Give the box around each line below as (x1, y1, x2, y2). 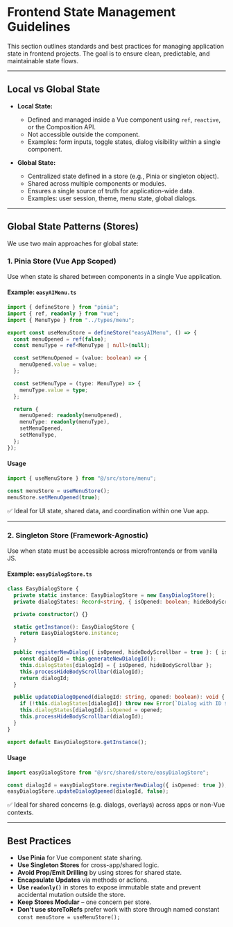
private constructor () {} (13, 611, 89, 618)
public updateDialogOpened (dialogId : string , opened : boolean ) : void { (13, 693, 225, 701)
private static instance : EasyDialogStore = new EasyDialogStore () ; (13, 592, 216, 599)
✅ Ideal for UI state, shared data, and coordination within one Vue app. (7, 506, 209, 515)
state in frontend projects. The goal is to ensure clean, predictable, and (7, 49, 210, 58)
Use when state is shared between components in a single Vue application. (7, 272, 222, 280)
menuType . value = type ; (19, 387, 89, 394)
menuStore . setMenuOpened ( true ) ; (7, 494, 101, 501)
